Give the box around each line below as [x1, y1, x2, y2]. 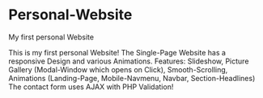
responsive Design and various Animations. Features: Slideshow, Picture [8, 56, 249, 66]
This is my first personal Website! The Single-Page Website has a [8, 47, 227, 57]
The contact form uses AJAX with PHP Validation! [8, 82, 174, 92]
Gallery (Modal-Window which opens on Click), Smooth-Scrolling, [8, 64, 228, 74]
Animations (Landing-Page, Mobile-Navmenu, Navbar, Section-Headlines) [8, 73, 256, 83]
